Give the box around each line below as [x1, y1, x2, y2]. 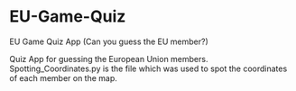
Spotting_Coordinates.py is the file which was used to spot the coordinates [9, 63, 288, 74]
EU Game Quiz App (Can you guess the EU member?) [9, 36, 209, 47]
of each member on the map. [9, 72, 117, 83]
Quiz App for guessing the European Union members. [9, 53, 208, 64]
